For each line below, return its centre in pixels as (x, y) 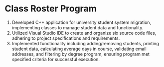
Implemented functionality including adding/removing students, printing (85, 43)
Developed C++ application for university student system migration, (82, 22)
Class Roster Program (51, 9)
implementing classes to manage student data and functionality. (78, 27)
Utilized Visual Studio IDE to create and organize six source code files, (84, 33)
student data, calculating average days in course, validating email (79, 49)
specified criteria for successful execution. (56, 59)
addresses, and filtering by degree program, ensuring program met (81, 54)
